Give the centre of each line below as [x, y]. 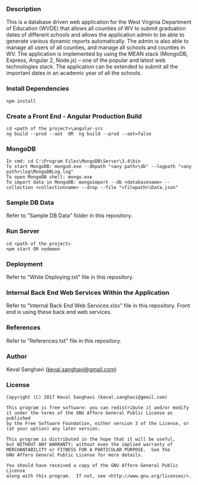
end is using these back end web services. [59, 312]
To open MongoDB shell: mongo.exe [49, 177]
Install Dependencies [38, 89]
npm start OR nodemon [33, 249]
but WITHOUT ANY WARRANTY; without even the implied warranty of [89, 445]
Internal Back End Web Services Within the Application [88, 293]
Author [17, 356]
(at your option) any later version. [53, 429]
